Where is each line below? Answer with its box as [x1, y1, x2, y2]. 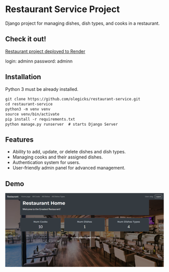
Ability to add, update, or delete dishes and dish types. [12, 149, 126, 155]
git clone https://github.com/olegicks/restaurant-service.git [5, 96, 141, 101]
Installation [5, 73, 41, 81]
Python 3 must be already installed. [5, 86, 79, 92]
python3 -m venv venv [5, 106, 51, 112]
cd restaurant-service [5, 101, 53, 106]
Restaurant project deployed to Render [5, 48, 86, 54]
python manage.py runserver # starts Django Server [5, 122, 118, 127]
